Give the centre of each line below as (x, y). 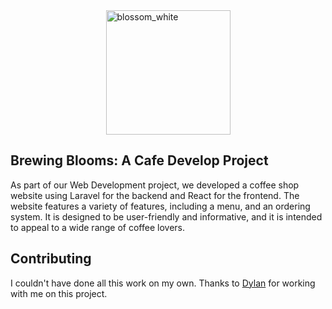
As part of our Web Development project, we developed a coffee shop (155, 185)
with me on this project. (59, 293)
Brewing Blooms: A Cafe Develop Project (139, 160)
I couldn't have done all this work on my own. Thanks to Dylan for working (163, 283)
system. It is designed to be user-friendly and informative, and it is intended (166, 216)
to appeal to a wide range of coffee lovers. (97, 227)
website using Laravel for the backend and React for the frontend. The (155, 195)
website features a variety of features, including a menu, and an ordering (160, 206)
